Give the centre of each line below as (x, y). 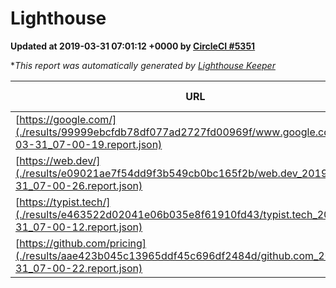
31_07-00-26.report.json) (79, 185)
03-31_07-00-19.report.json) (89, 144)
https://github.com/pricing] (83, 243)
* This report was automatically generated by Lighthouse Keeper (143, 65)
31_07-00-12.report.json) (79, 227)
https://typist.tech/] (65, 202)
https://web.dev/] (60, 160)
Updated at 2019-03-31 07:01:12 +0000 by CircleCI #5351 (133, 46)
